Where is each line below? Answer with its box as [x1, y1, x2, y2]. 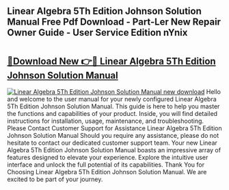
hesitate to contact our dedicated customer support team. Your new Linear [7, 139, 217, 147]
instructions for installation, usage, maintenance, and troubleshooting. [7, 117, 204, 125]
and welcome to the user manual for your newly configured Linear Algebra [7, 95, 217, 103]
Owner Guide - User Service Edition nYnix [7, 27, 188, 38]
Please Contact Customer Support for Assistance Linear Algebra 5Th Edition [7, 124, 222, 132]
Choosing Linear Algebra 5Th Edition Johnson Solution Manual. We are [7, 168, 207, 176]
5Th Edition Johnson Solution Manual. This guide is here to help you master [7, 102, 220, 110]
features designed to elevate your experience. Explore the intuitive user [7, 154, 208, 161]
